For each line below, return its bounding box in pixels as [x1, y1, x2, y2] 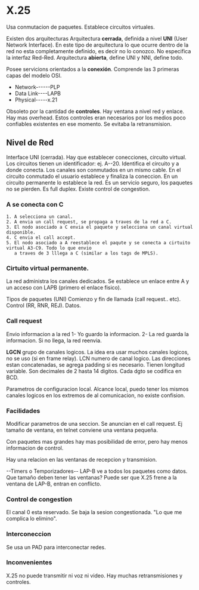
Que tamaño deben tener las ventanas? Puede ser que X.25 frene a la [6, 474, 177, 481]
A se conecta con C [6, 200, 64, 208]
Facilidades [6, 407, 41, 415]
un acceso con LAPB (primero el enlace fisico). [6, 284, 122, 291]
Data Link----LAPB [14, 90, 61, 97]
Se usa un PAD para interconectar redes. [6, 543, 106, 551]
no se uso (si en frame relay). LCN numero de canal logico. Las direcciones [6, 355, 191, 362]
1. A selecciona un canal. [6, 214, 73, 220]
